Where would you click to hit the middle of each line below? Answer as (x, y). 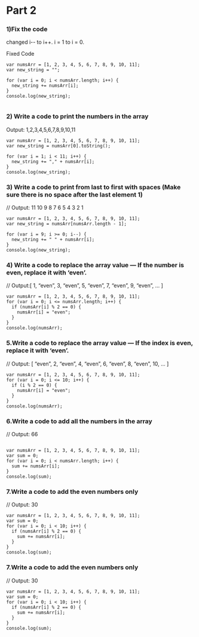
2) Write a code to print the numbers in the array (77, 116)
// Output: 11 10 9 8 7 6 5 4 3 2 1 (45, 208)
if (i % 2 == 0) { (35, 385)
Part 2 (22, 10)
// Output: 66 (22, 434)
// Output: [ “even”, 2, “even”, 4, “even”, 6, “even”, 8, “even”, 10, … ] (88, 364)
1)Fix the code (27, 29)
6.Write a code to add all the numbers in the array (79, 421)
